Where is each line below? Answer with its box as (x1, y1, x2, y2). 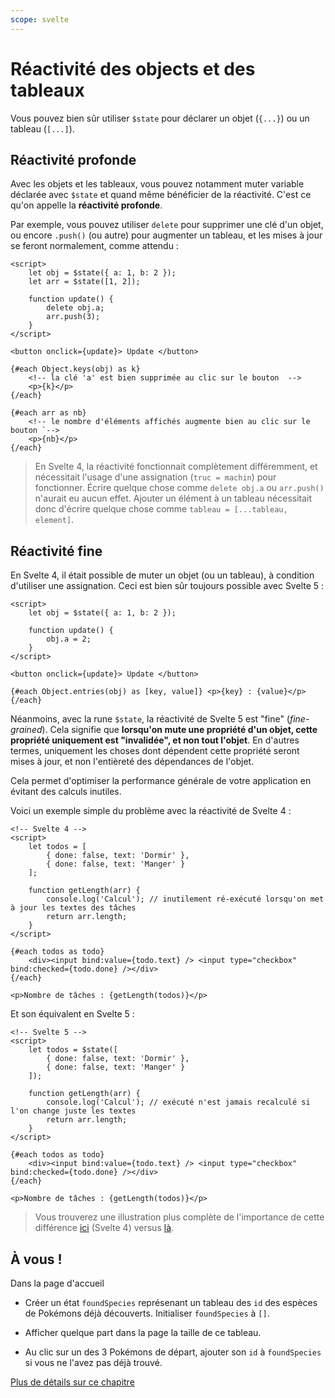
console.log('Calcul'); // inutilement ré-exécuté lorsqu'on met (46, 894, 325, 905)
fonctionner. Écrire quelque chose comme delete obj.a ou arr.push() (34, 482, 325, 494)
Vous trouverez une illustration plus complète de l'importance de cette (34, 1211, 325, 1223)
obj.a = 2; (46, 634, 92, 645)
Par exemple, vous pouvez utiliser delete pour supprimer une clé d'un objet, (10, 219, 324, 231)
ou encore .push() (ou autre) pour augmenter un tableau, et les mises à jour (10, 229, 323, 241)
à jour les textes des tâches (10, 903, 137, 913)
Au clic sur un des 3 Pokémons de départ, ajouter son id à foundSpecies (24, 1346, 322, 1358)
